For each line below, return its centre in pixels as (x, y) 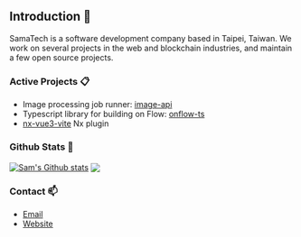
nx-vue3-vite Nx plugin (66, 123)
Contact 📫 (34, 191)
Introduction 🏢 (51, 17)
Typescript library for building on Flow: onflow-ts (113, 114)
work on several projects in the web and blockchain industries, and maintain (151, 48)
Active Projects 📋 (50, 81)
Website (38, 224)
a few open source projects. (61, 57)
